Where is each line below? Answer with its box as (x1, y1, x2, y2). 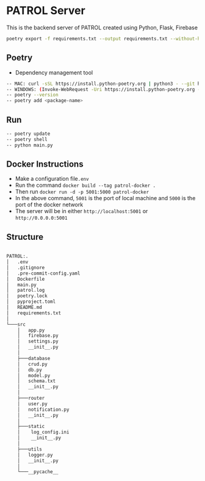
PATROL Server (6, 4, 85, 18)
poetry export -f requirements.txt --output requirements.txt (6, 35, 168, 42)
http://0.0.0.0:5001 (15, 215, 68, 222)
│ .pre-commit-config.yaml (6, 270, 81, 277)
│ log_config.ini (17, 429, 70, 435)
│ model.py (17, 372, 51, 378)
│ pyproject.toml (6, 298, 56, 305)
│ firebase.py (17, 333, 59, 339)
